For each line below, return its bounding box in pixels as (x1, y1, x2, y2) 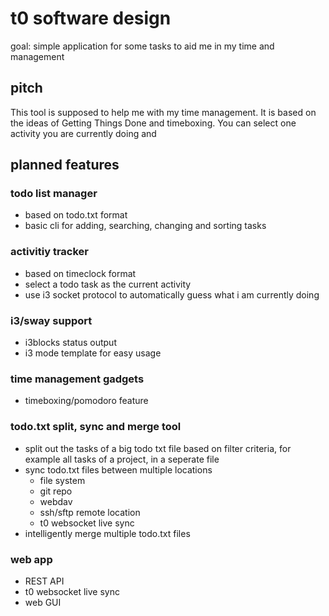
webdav (39, 495, 73, 507)
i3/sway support (10, 313, 93, 327)
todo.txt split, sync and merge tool (10, 420, 182, 434)
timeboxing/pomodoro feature (24, 395, 149, 407)
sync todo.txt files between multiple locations (24, 463, 213, 476)
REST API (24, 575, 65, 587)
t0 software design (10, 7, 172, 30)
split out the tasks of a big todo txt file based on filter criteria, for (24, 442, 292, 454)
